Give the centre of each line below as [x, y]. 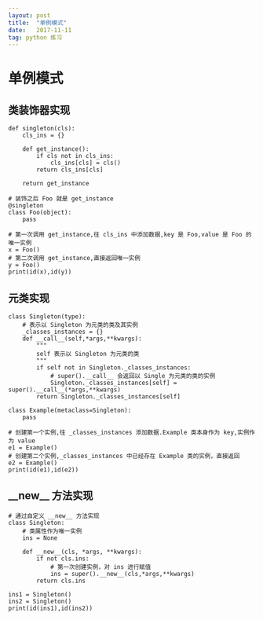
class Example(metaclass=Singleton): [70, 411]
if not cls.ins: [63, 559]
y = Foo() [24, 265]
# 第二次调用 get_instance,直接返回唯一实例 [75, 259]
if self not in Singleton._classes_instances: [114, 368]
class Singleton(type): [47, 317]
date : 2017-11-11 [40, 30]
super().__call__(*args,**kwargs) [65, 390]
